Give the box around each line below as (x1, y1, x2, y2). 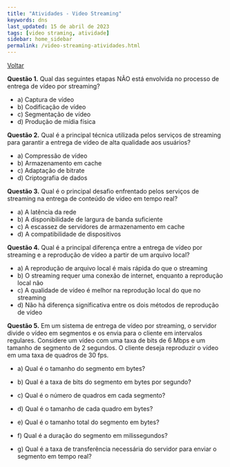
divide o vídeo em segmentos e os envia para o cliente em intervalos (7, 329, 202, 337)
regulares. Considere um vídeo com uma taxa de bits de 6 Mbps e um (7, 336, 206, 345)
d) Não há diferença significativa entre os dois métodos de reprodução (17, 301, 219, 309)
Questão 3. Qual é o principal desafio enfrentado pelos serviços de (7, 187, 199, 195)
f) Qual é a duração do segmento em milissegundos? (17, 432, 168, 439)
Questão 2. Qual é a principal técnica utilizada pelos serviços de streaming (7, 131, 221, 139)
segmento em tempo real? (17, 452, 92, 460)
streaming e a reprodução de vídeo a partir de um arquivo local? (7, 250, 190, 259)
